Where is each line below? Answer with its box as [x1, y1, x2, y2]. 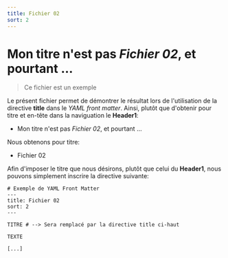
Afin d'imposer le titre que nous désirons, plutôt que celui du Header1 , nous [7, 164, 222, 173]
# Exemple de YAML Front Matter [7, 185, 100, 193]
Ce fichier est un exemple [23, 83, 98, 92]
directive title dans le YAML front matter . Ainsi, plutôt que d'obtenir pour [7, 104, 212, 112]
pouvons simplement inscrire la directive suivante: [7, 172, 149, 180]
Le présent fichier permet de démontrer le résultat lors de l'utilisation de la [7, 97, 218, 105]
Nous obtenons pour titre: [7, 138, 80, 147]
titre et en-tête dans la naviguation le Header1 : [7, 111, 139, 120]
